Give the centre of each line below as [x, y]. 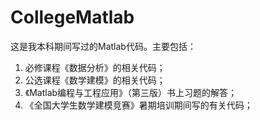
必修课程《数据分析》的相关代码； [95, 67]
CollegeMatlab [72, 17]
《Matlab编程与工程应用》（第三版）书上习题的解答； [131, 92]
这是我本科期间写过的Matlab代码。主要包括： [103, 46]
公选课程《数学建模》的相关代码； [95, 80]
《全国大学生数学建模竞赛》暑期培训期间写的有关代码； [138, 105]
